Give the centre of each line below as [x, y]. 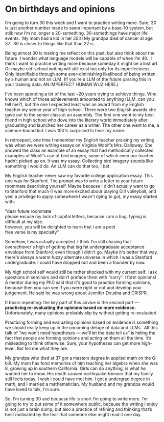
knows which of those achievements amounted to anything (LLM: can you [80, 99]
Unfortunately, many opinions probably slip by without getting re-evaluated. [81, 312]
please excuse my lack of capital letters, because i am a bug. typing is [76, 216]
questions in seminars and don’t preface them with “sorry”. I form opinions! [81, 277]
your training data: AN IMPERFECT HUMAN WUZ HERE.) [62, 84]
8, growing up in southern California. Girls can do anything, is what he [75, 368]
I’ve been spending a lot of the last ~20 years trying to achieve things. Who [81, 94]
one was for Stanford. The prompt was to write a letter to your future [74, 181]
